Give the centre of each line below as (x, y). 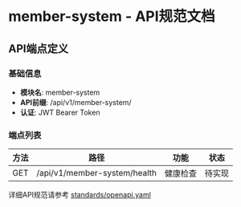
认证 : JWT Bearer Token (60, 112)
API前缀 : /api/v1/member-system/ (76, 102)
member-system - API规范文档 (112, 16)
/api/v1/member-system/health (97, 173)
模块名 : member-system (60, 92)
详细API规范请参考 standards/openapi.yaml (80, 195)
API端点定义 (39, 49)
